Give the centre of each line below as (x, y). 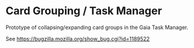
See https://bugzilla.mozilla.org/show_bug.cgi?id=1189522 (78, 39)
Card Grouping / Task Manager (84, 11)
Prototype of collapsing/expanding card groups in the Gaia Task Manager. (97, 27)
